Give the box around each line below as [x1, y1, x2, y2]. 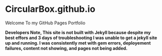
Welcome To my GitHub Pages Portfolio [5, 20, 85, 26]
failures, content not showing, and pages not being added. [5, 45, 127, 51]
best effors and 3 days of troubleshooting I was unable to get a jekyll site [5, 35, 157, 41]
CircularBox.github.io [5, 3, 95, 15]
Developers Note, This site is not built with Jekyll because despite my [5, 29, 151, 35]
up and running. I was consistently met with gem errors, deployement [5, 40, 151, 46]
